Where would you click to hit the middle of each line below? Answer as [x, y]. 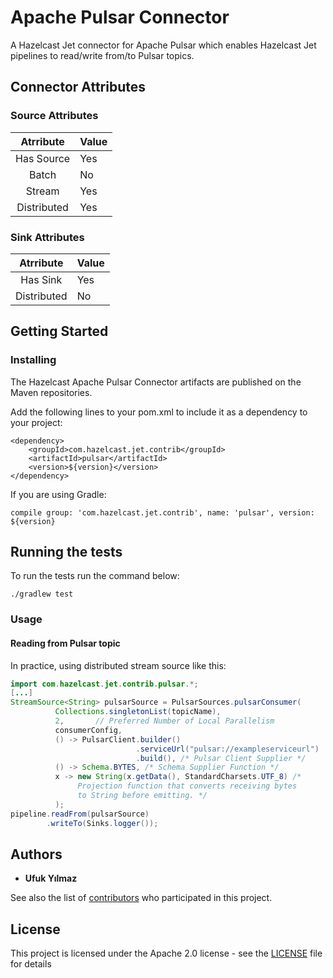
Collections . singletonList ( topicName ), [138, 712]
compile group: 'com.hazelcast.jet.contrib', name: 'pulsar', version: [162, 512]
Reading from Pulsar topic [65, 643]
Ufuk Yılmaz [51, 878]
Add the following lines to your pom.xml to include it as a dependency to [159, 412]
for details [31, 964]
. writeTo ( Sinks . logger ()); [102, 823]
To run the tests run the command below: [95, 576]
